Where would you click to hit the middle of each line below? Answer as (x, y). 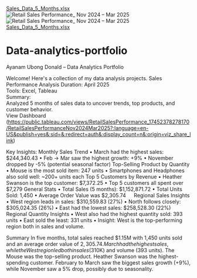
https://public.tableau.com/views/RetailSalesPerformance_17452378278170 (99, 122)
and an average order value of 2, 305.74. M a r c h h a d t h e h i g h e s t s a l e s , (87, 244)
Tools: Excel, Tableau (32, 91)
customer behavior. (29, 109)
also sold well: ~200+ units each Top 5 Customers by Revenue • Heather (94, 176)
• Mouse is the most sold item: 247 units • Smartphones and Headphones (95, 170)
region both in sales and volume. (45, 226)
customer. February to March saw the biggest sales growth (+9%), (111, 262)
